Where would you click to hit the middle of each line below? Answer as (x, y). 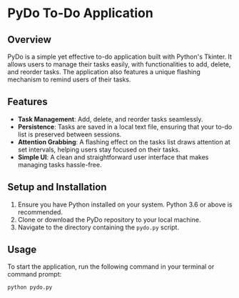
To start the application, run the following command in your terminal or (111, 267)
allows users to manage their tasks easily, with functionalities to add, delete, (119, 64)
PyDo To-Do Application (80, 13)
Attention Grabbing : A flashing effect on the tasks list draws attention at (124, 141)
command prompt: (35, 274)
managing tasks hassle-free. (60, 164)
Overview (30, 40)
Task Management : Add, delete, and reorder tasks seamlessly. (110, 119)
